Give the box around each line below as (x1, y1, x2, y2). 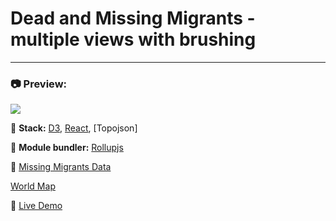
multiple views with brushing (10, 28, 257, 51)
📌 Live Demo (10, 200, 63, 212)
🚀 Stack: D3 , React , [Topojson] (10, 122, 138, 134)
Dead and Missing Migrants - (10, 7, 256, 30)
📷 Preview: (10, 77, 68, 91)
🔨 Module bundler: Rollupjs (10, 142, 124, 154)
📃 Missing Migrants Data (10, 161, 112, 173)
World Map (10, 180, 56, 192)
